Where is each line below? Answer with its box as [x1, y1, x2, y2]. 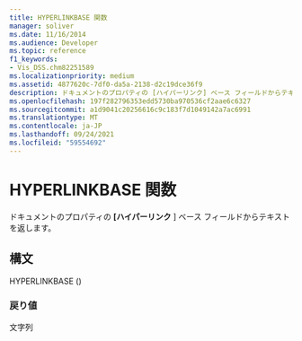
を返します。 [9, 222, 57, 233]
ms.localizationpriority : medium [9, 72, 135, 81]
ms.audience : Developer [9, 38, 99, 48]
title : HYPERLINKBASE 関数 [9, 13, 108, 22]
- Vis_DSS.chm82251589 [9, 64, 94, 73]
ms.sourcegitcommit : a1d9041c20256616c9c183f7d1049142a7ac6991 [9, 105, 252, 114]
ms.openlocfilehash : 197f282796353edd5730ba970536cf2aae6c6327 [9, 96, 252, 106]
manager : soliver [9, 22, 75, 31]
